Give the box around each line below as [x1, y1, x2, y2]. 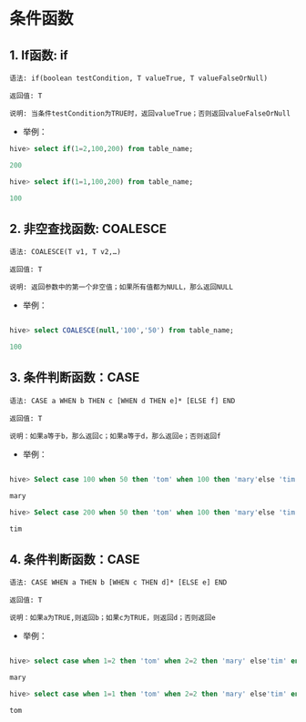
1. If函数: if [9, 47, 68, 63]
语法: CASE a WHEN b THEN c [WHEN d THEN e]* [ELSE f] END [9, 396, 236, 405]
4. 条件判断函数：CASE [9, 552, 140, 567]
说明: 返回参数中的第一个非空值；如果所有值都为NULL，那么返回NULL [9, 283, 234, 292]
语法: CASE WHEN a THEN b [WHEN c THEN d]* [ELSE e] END [9, 578, 228, 587]
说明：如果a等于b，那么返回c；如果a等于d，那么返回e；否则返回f [9, 432, 221, 441]
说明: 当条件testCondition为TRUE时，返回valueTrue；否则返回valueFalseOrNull [9, 109, 291, 118]
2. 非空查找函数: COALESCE [9, 220, 167, 237]
